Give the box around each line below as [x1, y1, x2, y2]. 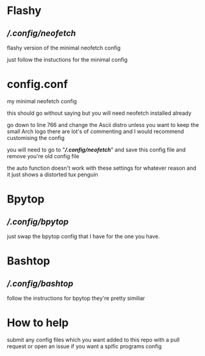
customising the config [7, 134, 65, 141]
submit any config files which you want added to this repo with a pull [7, 336, 180, 343]
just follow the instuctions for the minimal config [7, 56, 128, 63]
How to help [7, 316, 69, 330]
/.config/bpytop [7, 216, 69, 227]
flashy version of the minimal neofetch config [7, 44, 121, 51]
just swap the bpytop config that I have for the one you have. [7, 233, 160, 240]
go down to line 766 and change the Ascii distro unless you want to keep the [7, 121, 200, 128]
